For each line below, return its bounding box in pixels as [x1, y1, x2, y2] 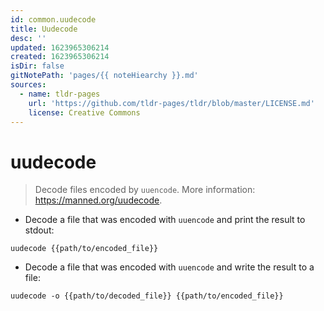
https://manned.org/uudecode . [34, 194, 163, 206]
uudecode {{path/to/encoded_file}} [10, 244, 159, 254]
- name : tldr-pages [19, 89, 101, 99]
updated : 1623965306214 [10, 42, 110, 53]
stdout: [24, 224, 55, 236]
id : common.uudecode [10, 14, 97, 25]
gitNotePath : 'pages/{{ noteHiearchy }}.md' [10, 71, 199, 81]
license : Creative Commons [28, 107, 141, 118]
